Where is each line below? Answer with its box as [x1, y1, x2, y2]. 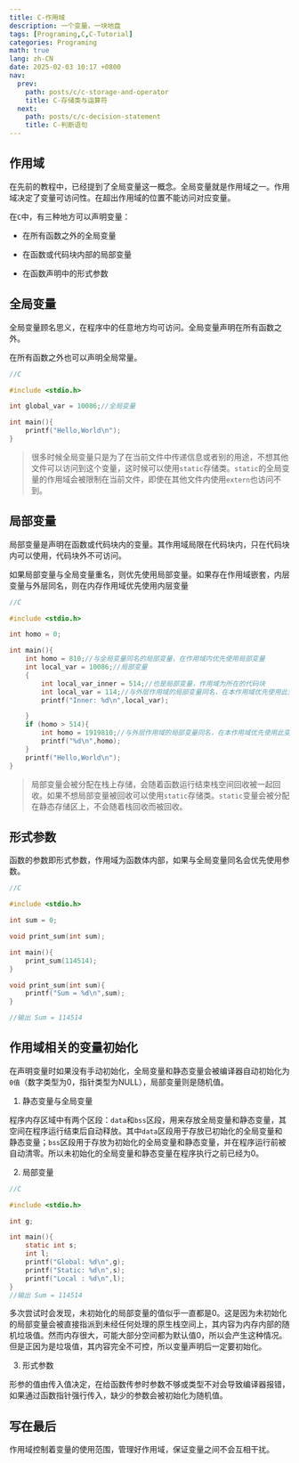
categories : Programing [9, 37, 98, 47]
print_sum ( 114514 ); [25, 956, 98, 965]
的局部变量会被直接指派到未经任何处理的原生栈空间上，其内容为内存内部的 [9, 1319, 282, 1329]
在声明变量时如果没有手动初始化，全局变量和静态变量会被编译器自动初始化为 [9, 1065, 290, 1076]
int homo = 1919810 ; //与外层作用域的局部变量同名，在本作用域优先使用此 [41, 728, 285, 737]
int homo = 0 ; [9, 630, 62, 639]
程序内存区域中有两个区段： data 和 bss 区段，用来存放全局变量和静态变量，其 [9, 1114, 287, 1125]
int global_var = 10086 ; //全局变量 [9, 402, 136, 410]
